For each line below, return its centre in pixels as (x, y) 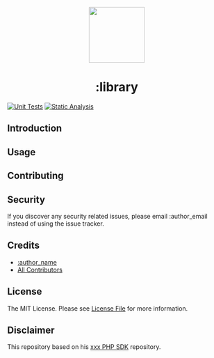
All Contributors (40, 270)
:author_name (37, 262)
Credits (24, 246)
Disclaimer (31, 330)
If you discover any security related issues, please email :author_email (107, 216)
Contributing (35, 176)
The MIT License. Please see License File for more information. (98, 308)
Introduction (35, 129)
